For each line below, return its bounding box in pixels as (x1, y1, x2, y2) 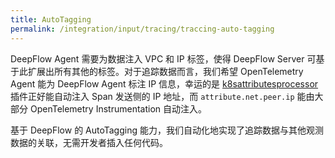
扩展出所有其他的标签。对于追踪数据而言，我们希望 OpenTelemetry (27, 65, 304, 77)
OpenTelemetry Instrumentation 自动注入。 (29, 102, 207, 115)
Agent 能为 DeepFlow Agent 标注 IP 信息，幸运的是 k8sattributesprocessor (10, 77, 319, 90)
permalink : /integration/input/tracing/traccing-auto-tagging (10, 24, 275, 34)
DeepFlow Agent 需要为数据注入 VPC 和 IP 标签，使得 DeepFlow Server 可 (10, 52, 317, 65)
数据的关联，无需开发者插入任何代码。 (10, 136, 168, 148)
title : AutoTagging (10, 14, 92, 25)
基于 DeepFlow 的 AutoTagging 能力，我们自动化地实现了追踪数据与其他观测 (10, 124, 324, 136)
